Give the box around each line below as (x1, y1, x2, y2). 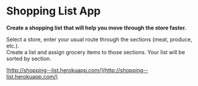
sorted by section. (6, 55, 51, 62)
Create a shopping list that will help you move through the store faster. (6, 24, 187, 31)
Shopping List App (6, 4, 101, 18)
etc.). (6, 42, 19, 49)
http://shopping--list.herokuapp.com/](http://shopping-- (8, 66, 148, 73)
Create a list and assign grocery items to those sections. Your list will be (6, 48, 185, 55)
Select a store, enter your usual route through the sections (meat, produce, (6, 35, 193, 43)
